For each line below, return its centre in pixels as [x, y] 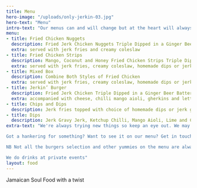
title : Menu [21, 11]
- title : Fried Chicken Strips [44, 55]
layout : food [22, 163]
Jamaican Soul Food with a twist [45, 180]
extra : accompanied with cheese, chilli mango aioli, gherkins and [96, 98]
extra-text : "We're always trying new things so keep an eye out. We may [98, 126]
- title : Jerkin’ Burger [36, 88]
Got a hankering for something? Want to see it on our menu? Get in [91, 136]
